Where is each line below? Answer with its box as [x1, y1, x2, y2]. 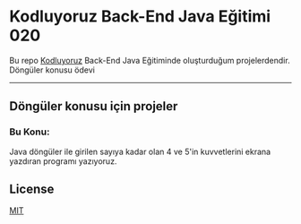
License [9, 182, 55, 197]
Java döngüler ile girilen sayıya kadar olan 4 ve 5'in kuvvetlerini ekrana [9, 146, 271, 157]
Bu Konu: [9, 125, 50, 138]
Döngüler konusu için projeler [9, 99, 178, 114]
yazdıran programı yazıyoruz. [9, 155, 117, 167]
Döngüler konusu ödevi [9, 65, 96, 75]
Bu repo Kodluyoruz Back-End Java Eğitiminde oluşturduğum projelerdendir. [9, 55, 290, 65]
